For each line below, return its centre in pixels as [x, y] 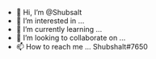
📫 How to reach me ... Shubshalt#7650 [82, 47]
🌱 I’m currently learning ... [59, 29]
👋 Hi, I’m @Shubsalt [49, 12]
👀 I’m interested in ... [50, 21]
